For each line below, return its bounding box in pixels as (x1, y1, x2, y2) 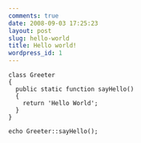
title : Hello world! (8, 42, 78, 50)
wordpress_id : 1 (8, 49, 62, 57)
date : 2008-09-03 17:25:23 (8, 19, 99, 27)
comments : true (8, 11, 59, 20)
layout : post (8, 27, 52, 35)
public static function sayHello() (15, 85, 135, 93)
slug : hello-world (8, 34, 70, 43)
